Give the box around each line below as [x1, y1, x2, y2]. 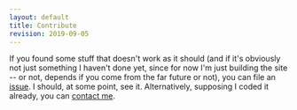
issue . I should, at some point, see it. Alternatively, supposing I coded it [9, 81, 269, 92]
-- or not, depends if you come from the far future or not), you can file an [9, 72, 277, 83]
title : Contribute [9, 21, 77, 30]
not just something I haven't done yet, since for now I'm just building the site [9, 62, 288, 73]
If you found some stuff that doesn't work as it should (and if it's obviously [9, 54, 281, 64]
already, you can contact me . [9, 91, 115, 101]
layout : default [9, 12, 69, 22]
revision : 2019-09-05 [9, 29, 90, 38]
